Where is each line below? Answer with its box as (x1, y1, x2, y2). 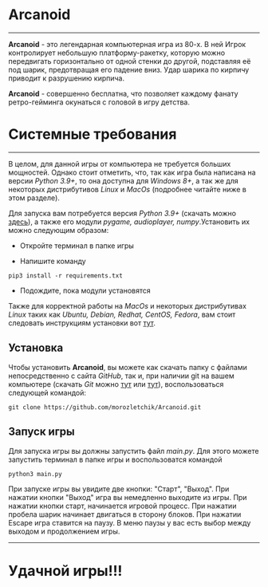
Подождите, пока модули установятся (19, 286, 152, 295)
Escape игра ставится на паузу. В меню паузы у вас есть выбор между (8, 518, 251, 527)
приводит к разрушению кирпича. (8, 73, 125, 83)
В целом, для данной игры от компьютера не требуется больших (8, 159, 231, 168)
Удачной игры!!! (8, 561, 123, 580)
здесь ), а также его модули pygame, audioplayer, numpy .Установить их (8, 217, 250, 227)
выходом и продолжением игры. (8, 526, 120, 536)
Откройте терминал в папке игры (19, 241, 134, 250)
